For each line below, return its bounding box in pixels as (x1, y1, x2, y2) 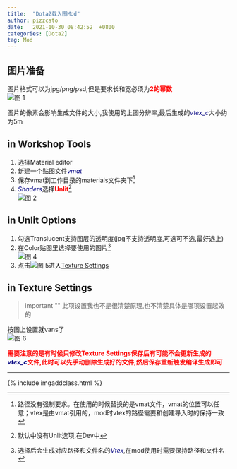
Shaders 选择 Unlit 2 (17, 184, 72, 194)
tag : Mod (7, 37, 33, 44)
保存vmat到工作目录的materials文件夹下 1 (17, 174, 135, 184)
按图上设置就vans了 (7, 326, 65, 334)
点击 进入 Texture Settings (17, 261, 109, 269)
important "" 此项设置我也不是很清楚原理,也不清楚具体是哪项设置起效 (24, 302, 225, 310)
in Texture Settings (7, 282, 93, 294)
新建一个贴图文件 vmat (17, 167, 83, 175)
